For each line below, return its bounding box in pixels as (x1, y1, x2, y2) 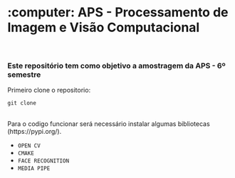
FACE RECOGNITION (17, 157, 70, 164)
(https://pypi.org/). (7, 127, 62, 136)
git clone (7, 100, 37, 107)
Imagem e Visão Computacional (7, 19, 200, 36)
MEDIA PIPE (17, 165, 51, 172)
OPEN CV (17, 142, 41, 150)
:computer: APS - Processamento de (7, 4, 229, 21)
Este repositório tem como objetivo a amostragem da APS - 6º (7, 61, 226, 70)
